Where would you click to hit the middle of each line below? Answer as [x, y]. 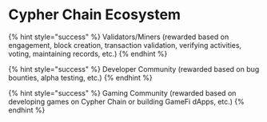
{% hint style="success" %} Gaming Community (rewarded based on [122, 92]
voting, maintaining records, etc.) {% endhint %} [88, 53]
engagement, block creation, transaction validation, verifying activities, [125, 45]
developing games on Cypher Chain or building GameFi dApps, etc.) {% [127, 101]
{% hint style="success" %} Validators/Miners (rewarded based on [119, 37]
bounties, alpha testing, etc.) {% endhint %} [81, 77]
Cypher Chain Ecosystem [95, 15]
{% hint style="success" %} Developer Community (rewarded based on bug [134, 69]
